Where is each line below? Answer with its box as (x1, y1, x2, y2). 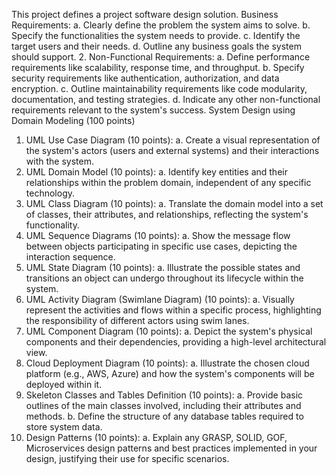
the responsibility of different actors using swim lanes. (25, 315, 250, 326)
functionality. (25, 219, 80, 231)
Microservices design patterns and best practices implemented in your (25, 442, 318, 454)
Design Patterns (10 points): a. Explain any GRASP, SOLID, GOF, (25, 432, 288, 443)
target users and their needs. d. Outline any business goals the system (11, 40, 302, 52)
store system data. (25, 421, 103, 433)
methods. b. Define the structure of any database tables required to (25, 410, 304, 422)
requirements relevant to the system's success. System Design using (11, 104, 296, 116)
